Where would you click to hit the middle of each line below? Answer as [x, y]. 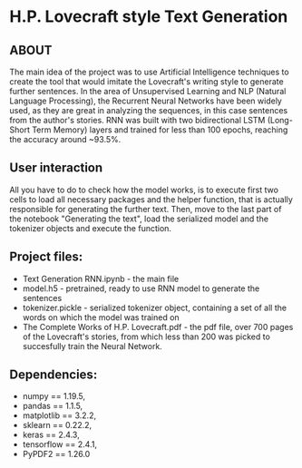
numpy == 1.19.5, [54, 396]
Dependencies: [54, 375]
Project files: [46, 257]
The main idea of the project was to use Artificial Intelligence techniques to [149, 72]
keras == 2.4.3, [51, 435]
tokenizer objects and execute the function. [91, 228]
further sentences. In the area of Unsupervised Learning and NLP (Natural [148, 91]
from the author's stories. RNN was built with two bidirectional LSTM [137, 120]
